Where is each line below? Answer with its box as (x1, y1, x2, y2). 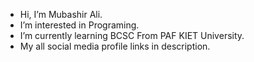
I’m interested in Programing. (19, 19, 140, 31)
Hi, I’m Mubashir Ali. (19, 9, 103, 20)
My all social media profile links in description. (19, 40, 211, 52)
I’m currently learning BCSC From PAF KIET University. (19, 30, 245, 41)
